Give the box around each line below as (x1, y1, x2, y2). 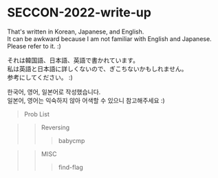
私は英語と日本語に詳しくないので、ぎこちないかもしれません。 (7, 64, 188, 73)
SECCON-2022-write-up (7, 5, 151, 21)
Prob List (23, 110, 50, 118)
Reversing (41, 123, 70, 131)
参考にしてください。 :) (7, 73, 74, 81)
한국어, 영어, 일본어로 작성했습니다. (7, 88, 101, 96)
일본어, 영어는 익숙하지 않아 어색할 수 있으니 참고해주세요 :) (7, 96, 165, 104)
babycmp (58, 136, 85, 144)
